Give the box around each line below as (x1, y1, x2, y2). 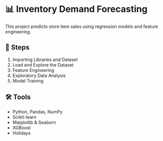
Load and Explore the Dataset (12, 61, 74, 67)
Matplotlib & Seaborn (12, 119, 56, 125)
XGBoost (12, 124, 31, 130)
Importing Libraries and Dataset (12, 56, 78, 62)
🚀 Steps (5, 43, 30, 52)
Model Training (12, 77, 44, 83)
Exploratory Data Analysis (12, 72, 66, 78)
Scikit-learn (12, 114, 36, 120)
